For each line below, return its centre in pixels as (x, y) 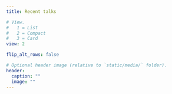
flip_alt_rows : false (33, 55)
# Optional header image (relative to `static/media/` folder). (87, 65)
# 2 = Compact (26, 33)
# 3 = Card (22, 39)
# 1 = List (22, 28)
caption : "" (26, 76)
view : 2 (16, 44)
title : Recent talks (32, 11)
